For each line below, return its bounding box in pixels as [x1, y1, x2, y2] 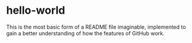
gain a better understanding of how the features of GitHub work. [6, 29, 164, 36]
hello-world [6, 4, 66, 17]
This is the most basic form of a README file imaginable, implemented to [6, 23, 187, 30]
